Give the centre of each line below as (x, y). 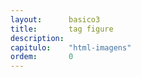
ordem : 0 (42, 57)
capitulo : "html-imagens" (71, 47)
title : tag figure (62, 29)
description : (37, 38)
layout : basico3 (55, 19)
